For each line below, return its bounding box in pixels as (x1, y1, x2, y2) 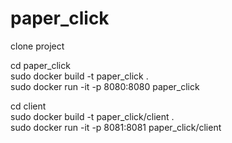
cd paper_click (10, 59, 71, 71)
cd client (10, 100, 47, 112)
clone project (10, 40, 65, 52)
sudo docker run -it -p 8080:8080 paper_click (10, 80, 200, 92)
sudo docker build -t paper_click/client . (10, 110, 175, 122)
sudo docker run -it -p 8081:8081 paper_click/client (10, 121, 222, 133)
